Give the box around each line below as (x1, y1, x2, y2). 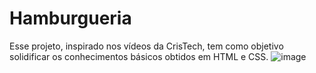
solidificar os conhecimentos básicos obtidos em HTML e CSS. (9, 50, 269, 62)
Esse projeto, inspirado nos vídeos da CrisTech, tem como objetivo (9, 40, 284, 52)
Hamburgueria (9, 7, 132, 30)
